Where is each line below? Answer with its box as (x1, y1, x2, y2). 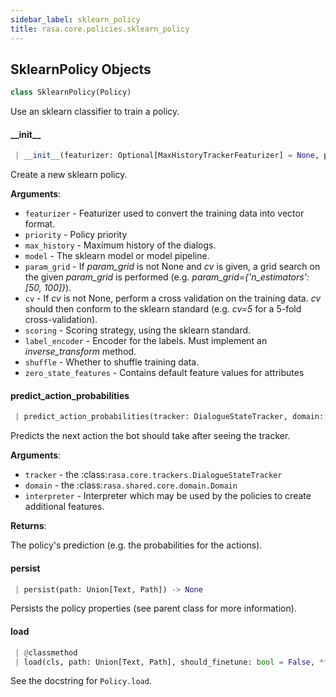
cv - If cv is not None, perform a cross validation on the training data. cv (24, 292, 322, 305)
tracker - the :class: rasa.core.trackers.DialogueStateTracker (24, 469, 283, 481)
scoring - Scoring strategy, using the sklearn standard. (24, 324, 252, 336)
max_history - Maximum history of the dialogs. (24, 239, 217, 251)
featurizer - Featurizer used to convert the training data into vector (24, 207, 305, 220)
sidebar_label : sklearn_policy (10, 14, 141, 25)
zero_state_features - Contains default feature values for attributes (24, 367, 305, 379)
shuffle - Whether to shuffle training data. (24, 356, 200, 368)
